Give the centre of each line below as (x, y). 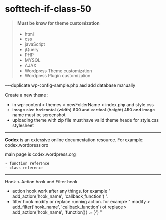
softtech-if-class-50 (48, 9)
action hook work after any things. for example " (61, 191)
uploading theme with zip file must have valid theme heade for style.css (85, 120)
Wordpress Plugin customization (58, 76)
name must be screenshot (39, 115)
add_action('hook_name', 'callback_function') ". (60, 196)
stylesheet (23, 126)
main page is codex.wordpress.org (40, 154)
